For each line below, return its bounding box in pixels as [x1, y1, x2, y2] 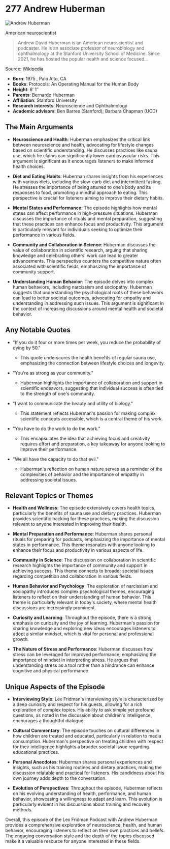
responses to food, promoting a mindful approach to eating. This [12, 189, 148, 195]
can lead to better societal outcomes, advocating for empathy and [12, 295, 151, 301]
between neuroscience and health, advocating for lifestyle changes [12, 142, 154, 148]
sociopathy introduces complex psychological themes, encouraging [12, 588, 155, 595]
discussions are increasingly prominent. [12, 605, 96, 611]
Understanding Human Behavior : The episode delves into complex [12, 278, 154, 285]
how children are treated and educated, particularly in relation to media [12, 733, 161, 739]
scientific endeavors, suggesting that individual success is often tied [20, 385, 164, 391]
